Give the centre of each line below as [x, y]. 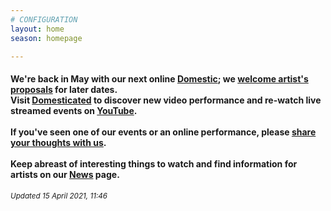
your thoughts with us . [58, 142]
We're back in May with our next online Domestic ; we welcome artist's [159, 78]
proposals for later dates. [64, 89]
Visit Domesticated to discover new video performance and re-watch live [166, 100]
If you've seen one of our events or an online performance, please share [163, 132]
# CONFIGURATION [44, 19]
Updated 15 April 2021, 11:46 [59, 196]
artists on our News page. [65, 174]
